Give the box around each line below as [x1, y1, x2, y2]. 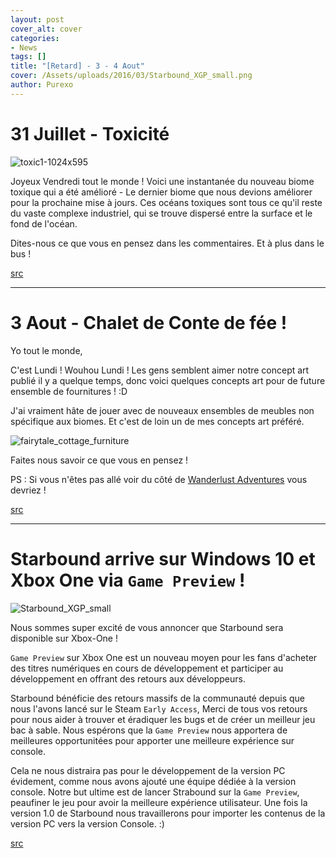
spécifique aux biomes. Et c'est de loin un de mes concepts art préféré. [10, 415, 305, 427]
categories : [10, 33, 60, 43]
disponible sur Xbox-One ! [10, 632, 118, 644]
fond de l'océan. [10, 217, 78, 230]
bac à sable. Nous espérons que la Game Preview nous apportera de [10, 724, 288, 736]
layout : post [10, 14, 65, 25]
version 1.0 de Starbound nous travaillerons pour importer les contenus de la [10, 807, 326, 819]
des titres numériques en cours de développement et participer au [10, 662, 284, 674]
